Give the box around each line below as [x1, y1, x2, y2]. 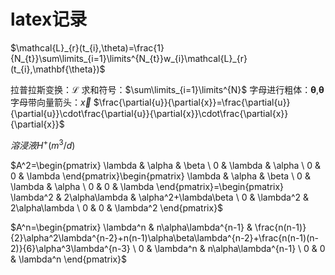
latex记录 [10, 8, 88, 31]
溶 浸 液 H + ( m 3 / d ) [10, 137, 76, 151]
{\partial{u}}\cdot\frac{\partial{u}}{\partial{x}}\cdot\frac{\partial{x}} [10, 107, 289, 119]
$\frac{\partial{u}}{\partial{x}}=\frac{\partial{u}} [93, 96, 291, 108]
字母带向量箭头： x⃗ [10, 96, 92, 108]
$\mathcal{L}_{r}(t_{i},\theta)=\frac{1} [10, 41, 165, 54]
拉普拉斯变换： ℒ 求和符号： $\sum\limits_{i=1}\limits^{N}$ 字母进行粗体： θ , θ [10, 83, 325, 95]
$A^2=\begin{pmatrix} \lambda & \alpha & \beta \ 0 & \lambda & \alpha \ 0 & [10, 159, 322, 171]
